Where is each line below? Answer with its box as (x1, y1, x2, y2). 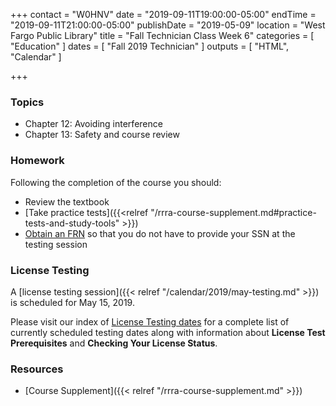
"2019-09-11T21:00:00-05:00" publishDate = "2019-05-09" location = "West (10, 19, 326, 31)
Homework (10, 154, 65, 168)
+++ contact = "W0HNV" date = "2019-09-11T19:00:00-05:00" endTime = (10, 9, 317, 20)
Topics (10, 95, 45, 109)
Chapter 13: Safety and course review (24, 129, 180, 141)
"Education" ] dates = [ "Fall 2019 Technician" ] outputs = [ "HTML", (10, 40, 290, 52)
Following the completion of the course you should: (10, 176, 222, 188)
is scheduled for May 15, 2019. (10, 296, 135, 308)
